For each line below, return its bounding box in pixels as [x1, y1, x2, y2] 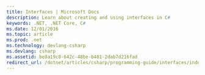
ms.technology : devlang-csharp [6, 43, 86, 49]
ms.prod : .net [6, 37, 43, 43]
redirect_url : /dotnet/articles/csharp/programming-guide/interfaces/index [6, 59, 203, 65]
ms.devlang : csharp [6, 48, 56, 54]
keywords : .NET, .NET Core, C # [6, 20, 86, 26]
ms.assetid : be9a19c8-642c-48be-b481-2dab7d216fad [6, 54, 138, 60]
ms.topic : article [6, 31, 53, 37]
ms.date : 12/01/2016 [6, 25, 59, 32]
